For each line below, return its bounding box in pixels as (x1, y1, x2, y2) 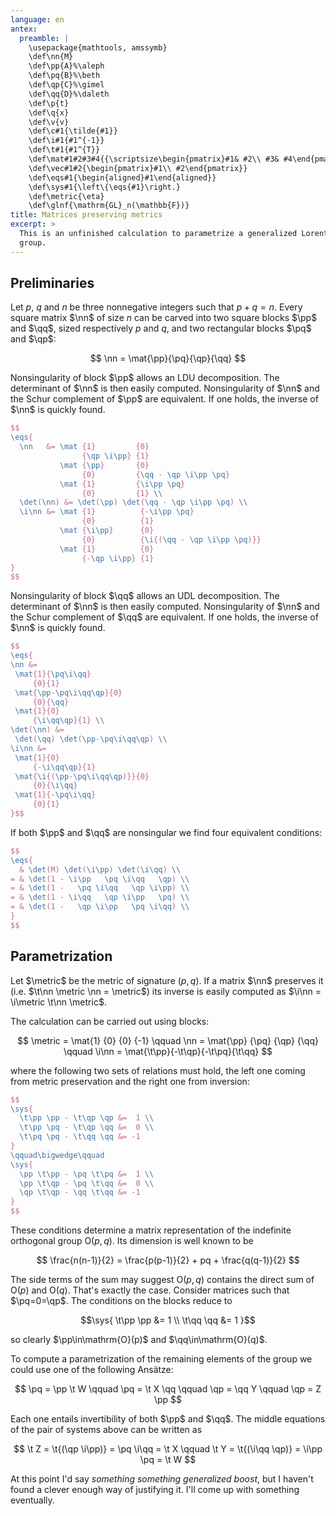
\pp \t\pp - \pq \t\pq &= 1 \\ (19, 1169, 155, 1179)
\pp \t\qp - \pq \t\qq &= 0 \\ (19, 1178, 155, 1188)
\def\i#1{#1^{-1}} (28, 136, 105, 146)
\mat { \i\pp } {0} (59, 526, 155, 536)
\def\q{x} (28, 107, 70, 118)
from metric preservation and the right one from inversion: (10, 1075, 250, 1087)
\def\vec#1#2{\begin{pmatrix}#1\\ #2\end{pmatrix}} (28, 163, 248, 173)
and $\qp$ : (10, 333, 57, 345)
